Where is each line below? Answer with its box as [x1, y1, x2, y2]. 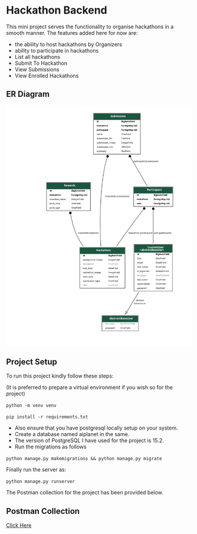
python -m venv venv [6, 402, 57, 409]
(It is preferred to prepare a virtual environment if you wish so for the [6, 384, 173, 391]
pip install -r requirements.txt [6, 414, 88, 420]
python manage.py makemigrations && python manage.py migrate [6, 456, 162, 462]
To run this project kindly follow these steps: [6, 372, 114, 379]
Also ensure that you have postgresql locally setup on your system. [14, 424, 178, 431]
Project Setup [6, 356, 58, 366]
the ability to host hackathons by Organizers [14, 41, 123, 48]
